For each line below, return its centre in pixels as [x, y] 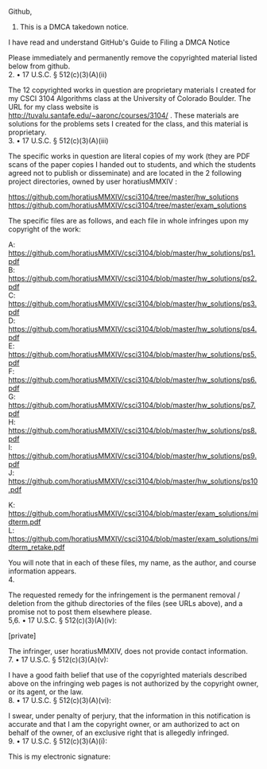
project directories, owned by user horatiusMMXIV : [93, 181]
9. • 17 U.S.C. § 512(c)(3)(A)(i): [58, 741]
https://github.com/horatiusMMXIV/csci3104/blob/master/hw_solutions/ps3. [132, 304]
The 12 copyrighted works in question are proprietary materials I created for [132, 90]
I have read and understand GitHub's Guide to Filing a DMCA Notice [119, 42]
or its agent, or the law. [46, 692]
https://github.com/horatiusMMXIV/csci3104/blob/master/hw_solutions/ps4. [133, 329]
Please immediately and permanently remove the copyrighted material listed [133, 58]
